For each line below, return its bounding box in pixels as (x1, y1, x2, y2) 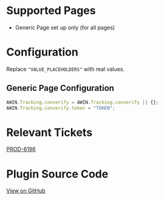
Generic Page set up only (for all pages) (15, 24, 115, 31)
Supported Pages (6, 4, 96, 18)
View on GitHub (6, 187, 46, 195)
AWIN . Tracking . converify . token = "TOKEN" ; (6, 105, 115, 111)
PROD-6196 (6, 146, 36, 153)
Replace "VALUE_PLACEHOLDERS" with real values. (6, 65, 125, 73)
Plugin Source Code (6, 167, 109, 180)
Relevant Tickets (6, 126, 93, 139)
